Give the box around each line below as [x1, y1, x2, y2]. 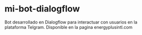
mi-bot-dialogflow [4, 3, 80, 14]
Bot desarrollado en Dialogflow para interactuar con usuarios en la [4, 19, 138, 25]
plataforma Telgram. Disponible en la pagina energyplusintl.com [4, 24, 133, 30]
